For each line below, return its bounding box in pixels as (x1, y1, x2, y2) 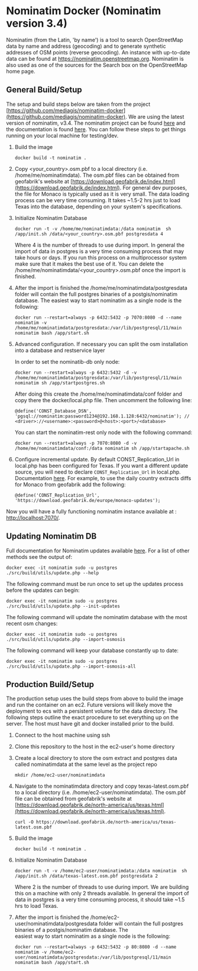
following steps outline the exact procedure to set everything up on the (6, 714, 179, 721)
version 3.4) (6, 17, 68, 30)
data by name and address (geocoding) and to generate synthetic (6, 43, 167, 50)
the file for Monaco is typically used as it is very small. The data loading (14, 190, 190, 198)
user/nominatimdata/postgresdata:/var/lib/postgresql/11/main (14, 954, 171, 960)
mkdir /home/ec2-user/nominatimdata (14, 772, 105, 778)
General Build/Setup (6, 85, 82, 95)
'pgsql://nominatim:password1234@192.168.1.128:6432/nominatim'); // (14, 413, 190, 419)
